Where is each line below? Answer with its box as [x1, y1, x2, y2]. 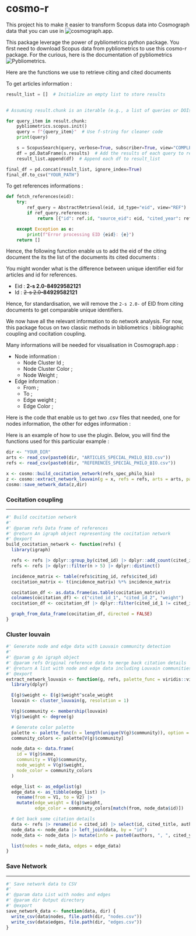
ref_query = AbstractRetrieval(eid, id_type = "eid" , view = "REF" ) [27, 204, 187, 211]
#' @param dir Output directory [6, 897, 85, 903]
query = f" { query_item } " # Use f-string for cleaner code [16, 129, 163, 135]
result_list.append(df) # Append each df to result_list [16, 156, 160, 162]
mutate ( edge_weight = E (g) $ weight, [16, 800, 103, 806]
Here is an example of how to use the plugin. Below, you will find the [6, 432, 170, 439]
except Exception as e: [16, 226, 75, 232]
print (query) [16, 134, 48, 141]
